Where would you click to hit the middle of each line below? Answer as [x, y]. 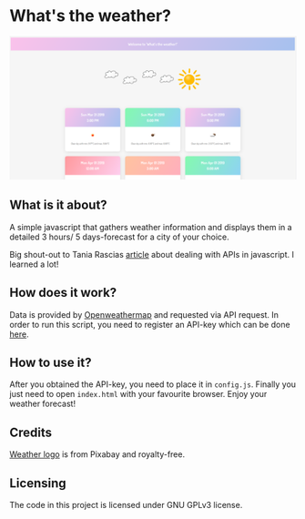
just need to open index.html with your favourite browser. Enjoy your [138, 394]
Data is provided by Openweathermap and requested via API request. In [144, 314]
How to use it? [51, 362]
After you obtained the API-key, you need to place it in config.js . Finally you [153, 384]
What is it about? [58, 205]
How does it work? [63, 293]
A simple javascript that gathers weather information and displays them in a [151, 227]
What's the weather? [90, 16]
